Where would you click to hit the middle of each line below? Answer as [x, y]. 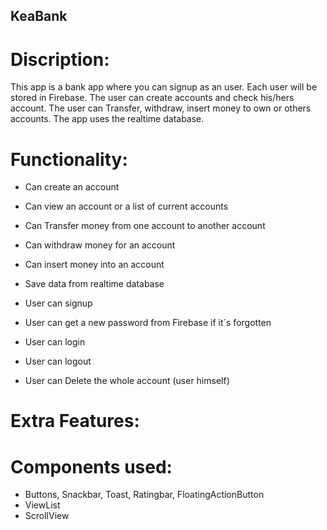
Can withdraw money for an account [100, 245]
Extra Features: [75, 421]
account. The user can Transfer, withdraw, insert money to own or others [161, 108]
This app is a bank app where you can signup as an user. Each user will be [164, 87]
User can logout [58, 361]
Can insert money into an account [94, 265]
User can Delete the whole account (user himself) [127, 381]
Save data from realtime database [94, 284]
